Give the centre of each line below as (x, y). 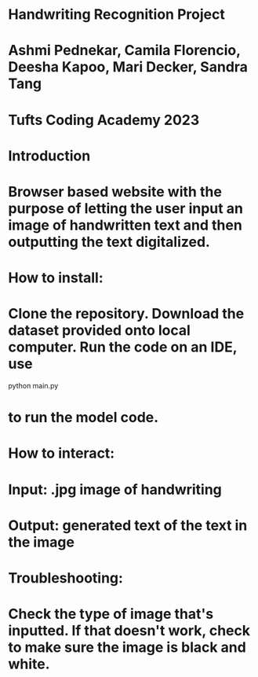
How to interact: (62, 453)
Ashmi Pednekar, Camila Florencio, (124, 51)
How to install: (56, 278)
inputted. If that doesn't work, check (129, 631)
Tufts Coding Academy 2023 (104, 120)
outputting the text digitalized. (109, 242)
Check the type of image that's (111, 614)
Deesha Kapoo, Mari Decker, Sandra (128, 67)
